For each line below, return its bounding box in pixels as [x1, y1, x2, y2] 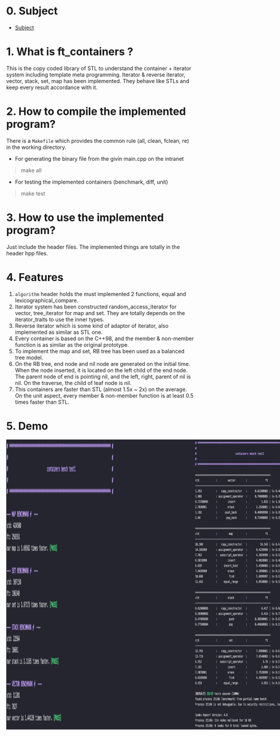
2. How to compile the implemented [6, 105, 187, 118]
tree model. [14, 354, 44, 361]
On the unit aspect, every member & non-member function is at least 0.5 [14, 392, 194, 399]
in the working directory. [6, 143, 67, 151]
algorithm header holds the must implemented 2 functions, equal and [14, 290, 187, 297]
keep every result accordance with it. [6, 84, 98, 91]
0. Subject [6, 4, 58, 18]
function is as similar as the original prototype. [14, 341, 130, 348]
